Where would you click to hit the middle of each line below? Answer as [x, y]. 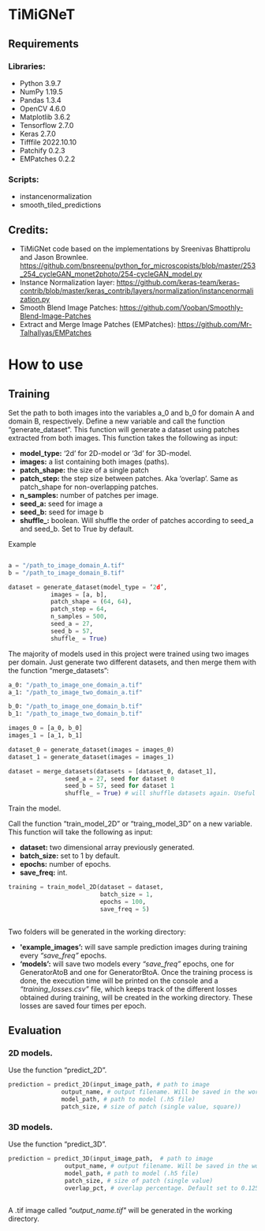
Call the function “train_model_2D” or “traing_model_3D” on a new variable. [130, 824]
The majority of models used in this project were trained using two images [129, 653]
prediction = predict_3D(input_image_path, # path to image [111, 1159]
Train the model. [35, 808]
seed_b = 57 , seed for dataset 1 [119, 786]
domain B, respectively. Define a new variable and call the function [117, 421]
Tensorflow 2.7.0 [47, 125]
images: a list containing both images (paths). [94, 461]
